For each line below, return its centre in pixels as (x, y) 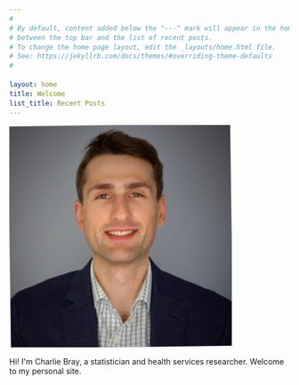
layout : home (33, 84)
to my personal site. (45, 371)
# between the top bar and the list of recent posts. (111, 37)
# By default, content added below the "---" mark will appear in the (143, 28)
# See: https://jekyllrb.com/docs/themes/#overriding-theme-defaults (141, 56)
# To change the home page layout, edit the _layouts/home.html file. (143, 47)
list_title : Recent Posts (57, 103)
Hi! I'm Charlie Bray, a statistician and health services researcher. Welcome (147, 361)
